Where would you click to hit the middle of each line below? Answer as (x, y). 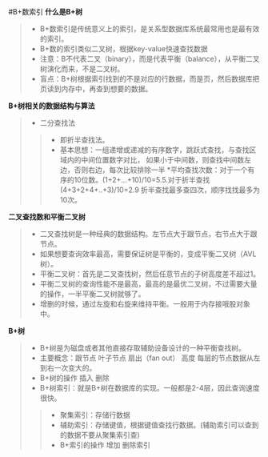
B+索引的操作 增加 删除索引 (105, 445)
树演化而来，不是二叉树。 (82, 69)
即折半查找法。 (84, 140)
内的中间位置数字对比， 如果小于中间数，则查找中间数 (156, 160)
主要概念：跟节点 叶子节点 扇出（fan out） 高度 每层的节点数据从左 (150, 358)
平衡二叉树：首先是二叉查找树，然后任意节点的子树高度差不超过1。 (150, 274)
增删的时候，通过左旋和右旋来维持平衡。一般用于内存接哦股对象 (145, 304)
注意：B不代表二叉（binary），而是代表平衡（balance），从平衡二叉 (150, 59)
